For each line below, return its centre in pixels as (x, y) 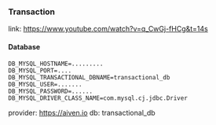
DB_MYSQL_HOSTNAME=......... (56, 64)
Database (24, 46)
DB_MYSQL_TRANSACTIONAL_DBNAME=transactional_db (89, 77)
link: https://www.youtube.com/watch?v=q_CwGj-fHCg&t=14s (108, 29)
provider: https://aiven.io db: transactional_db (82, 112)
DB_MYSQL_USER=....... (45, 84)
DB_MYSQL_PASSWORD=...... (50, 91)
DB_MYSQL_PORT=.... (40, 70)
